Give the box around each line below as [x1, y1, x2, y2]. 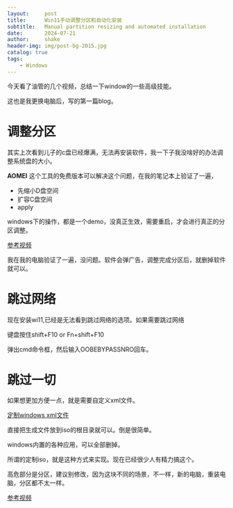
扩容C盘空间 [17, 195, 53, 203]
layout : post [7, 10, 58, 17]
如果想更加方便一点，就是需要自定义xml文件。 [7, 396, 139, 404]
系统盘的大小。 [12, 157, 56, 165]
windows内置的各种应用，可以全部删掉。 [7, 440, 124, 449]
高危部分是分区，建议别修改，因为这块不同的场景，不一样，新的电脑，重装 [7, 470, 220, 479]
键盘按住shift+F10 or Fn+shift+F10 [7, 330, 105, 338]
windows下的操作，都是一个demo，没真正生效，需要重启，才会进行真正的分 [7, 217, 225, 225]
